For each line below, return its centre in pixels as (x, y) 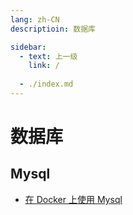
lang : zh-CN (35, 19)
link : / (44, 66)
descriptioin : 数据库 (53, 29)
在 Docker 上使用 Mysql (73, 199)
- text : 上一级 (48, 56)
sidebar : (28, 47)
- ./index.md (46, 84)
